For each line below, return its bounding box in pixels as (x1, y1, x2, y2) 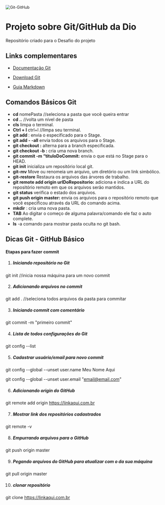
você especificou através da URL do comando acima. (12, 200, 121, 206)
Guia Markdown (12, 84, 45, 90)
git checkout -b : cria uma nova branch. (12, 147, 94, 154)
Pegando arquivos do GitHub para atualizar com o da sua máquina (12, 458, 153, 464)
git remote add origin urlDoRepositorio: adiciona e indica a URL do (12, 179, 149, 185)
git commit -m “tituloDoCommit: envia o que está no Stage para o (12, 153, 148, 159)
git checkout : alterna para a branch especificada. (12, 142, 115, 148)
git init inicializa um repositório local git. (12, 163, 94, 169)
